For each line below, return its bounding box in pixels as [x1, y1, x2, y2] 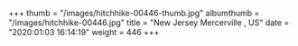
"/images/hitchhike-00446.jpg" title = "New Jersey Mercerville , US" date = [8, 17, 290, 28]
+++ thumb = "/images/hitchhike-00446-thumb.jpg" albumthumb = [8, 8, 260, 18]
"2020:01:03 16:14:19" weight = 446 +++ [8, 27, 160, 37]
